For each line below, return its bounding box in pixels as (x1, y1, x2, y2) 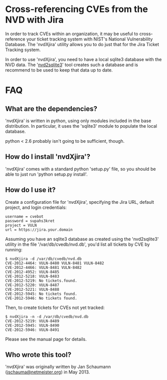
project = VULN (5, 223, 37, 228)
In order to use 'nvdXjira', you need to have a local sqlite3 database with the (5, 56, 162, 62)
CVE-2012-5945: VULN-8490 (5, 323, 59, 328)
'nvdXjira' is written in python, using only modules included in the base (5, 118, 151, 124)
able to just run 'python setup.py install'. (5, 171, 88, 177)
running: (5, 246, 23, 252)
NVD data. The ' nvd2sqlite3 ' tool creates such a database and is (5, 62, 138, 68)
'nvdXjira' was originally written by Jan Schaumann (5, 364, 111, 370)
